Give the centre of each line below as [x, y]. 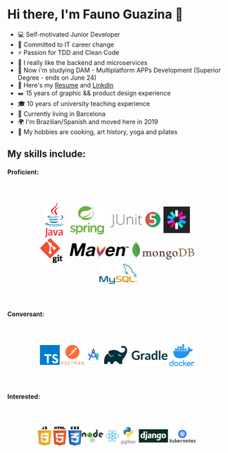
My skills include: [46, 154]
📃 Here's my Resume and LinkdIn [65, 85]
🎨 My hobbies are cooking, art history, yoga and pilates [97, 132]
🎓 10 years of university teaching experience [83, 103]
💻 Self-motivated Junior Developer [69, 34]
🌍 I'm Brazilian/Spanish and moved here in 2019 [88, 121]
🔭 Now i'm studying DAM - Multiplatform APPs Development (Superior [119, 70]
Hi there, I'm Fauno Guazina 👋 [95, 14]
